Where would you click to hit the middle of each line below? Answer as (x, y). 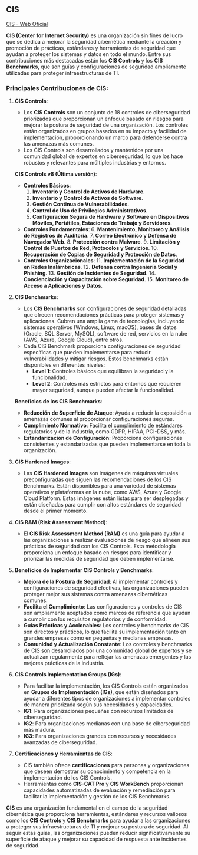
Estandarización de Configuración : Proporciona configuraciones (103, 438)
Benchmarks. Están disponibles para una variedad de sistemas (100, 486)
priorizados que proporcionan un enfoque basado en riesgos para (103, 119)
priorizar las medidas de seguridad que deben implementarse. (99, 559)
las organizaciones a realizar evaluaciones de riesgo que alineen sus (107, 540)
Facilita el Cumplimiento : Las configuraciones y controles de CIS (103, 607)
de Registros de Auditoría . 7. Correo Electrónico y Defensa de (100, 236)
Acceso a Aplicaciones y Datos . (63, 286)
